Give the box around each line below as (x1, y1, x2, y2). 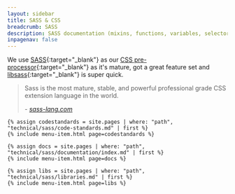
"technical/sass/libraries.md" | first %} (7, 174, 133, 181)
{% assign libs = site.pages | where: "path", (7, 167, 145, 175)
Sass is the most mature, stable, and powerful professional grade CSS (24, 84, 227, 92)
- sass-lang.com (24, 105, 73, 113)
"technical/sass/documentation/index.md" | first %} (7, 149, 164, 156)
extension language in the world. (24, 92, 119, 100)
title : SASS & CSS (7, 17, 61, 24)
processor (7, 63, 37, 71)
